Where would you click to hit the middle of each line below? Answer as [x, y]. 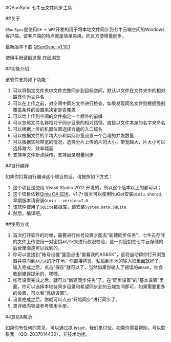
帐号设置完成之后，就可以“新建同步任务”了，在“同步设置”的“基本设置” [86, 280]
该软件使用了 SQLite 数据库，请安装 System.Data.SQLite [69, 207]
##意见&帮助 [19, 317]
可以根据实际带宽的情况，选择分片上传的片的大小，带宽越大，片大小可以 [89, 142]
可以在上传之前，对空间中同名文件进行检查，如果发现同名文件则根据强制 [89, 103]
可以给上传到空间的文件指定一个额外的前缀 [58, 116]
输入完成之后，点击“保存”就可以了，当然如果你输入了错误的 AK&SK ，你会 [88, 267]
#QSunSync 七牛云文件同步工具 [39, 7]
